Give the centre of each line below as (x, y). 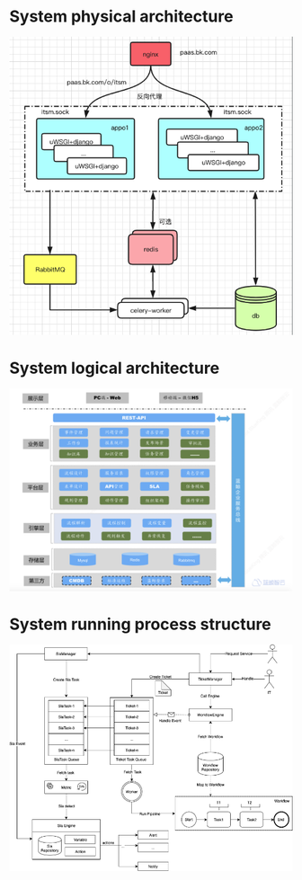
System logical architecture (115, 368)
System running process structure (140, 624)
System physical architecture (121, 17)
